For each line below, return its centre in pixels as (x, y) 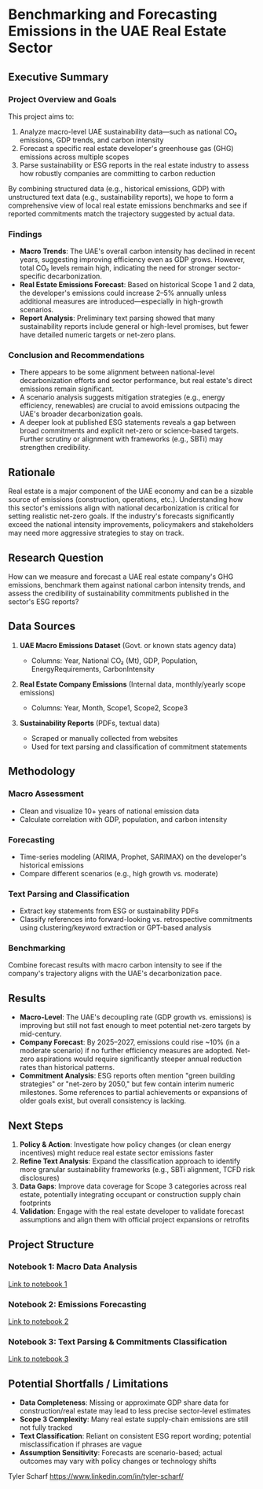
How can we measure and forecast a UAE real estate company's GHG (121, 577)
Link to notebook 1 (38, 1284)
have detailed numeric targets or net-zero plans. (98, 335)
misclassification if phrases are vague (81, 1444)
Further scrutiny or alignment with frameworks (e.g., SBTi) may (121, 439)
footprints (35, 1203)
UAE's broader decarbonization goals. (81, 414)
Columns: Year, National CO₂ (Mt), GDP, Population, (115, 660)
